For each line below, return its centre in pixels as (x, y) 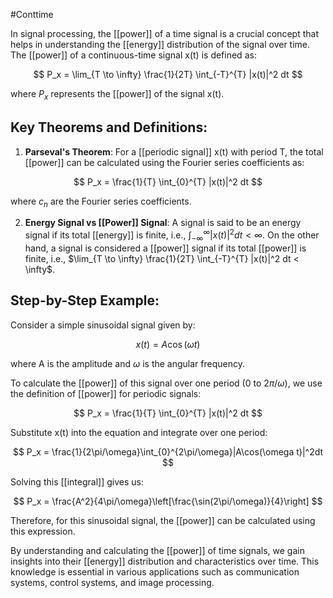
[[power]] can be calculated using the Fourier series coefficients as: (164, 162)
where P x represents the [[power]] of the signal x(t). (117, 95)
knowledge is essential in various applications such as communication (155, 571)
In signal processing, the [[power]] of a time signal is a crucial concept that (164, 33)
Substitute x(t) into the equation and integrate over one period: (139, 432)
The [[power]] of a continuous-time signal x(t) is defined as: (133, 55)
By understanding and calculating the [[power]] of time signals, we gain (157, 550)
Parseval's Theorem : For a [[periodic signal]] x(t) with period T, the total (174, 151)
